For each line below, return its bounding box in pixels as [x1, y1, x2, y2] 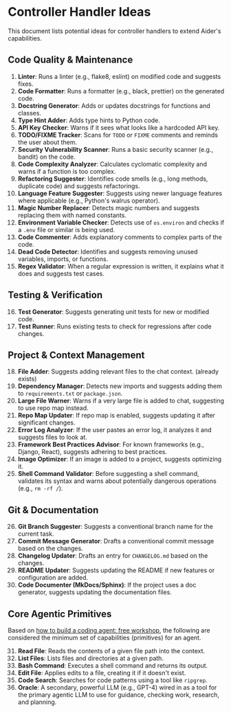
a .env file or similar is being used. [17, 225, 115, 234]
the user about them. [17, 138, 78, 146]
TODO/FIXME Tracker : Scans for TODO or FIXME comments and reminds [17, 131, 219, 139]
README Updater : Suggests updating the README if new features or [17, 566, 215, 574]
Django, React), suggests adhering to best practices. [17, 448, 168, 456]
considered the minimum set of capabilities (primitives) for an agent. [8, 633, 201, 642]
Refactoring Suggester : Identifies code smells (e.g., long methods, [17, 174, 208, 183]
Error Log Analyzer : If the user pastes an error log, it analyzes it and [17, 426, 212, 434]
